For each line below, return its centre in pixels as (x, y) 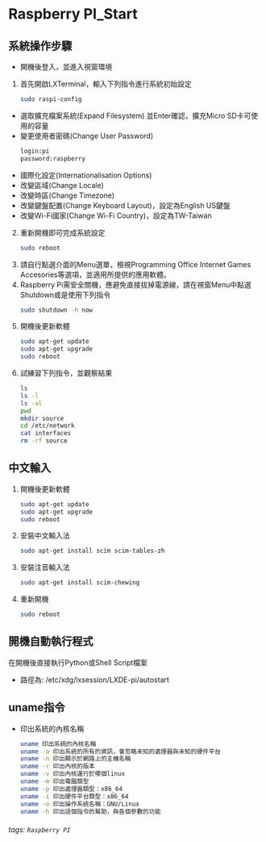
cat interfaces (46, 434)
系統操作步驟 (40, 46)
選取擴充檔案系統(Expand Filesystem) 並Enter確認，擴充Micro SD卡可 (135, 115)
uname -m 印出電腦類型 (54, 781)
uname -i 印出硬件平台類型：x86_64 (74, 796)
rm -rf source (44, 441)
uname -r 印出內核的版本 (57, 767)
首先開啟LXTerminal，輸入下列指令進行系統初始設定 (106, 84)
